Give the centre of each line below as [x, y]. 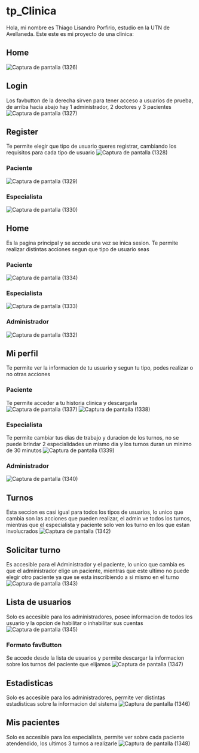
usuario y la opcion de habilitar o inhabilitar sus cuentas [75, 623]
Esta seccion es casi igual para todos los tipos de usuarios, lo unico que [95, 512]
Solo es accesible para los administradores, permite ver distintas [86, 697]
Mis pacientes [33, 723]
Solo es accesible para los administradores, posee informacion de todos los [99, 617]
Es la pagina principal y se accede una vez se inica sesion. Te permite [92, 243]
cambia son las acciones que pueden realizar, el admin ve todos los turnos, [99, 519]
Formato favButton [34, 645]
